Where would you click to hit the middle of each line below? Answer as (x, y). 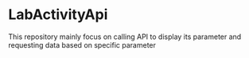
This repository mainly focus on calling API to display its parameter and (125, 37)
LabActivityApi (58, 15)
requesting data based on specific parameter (82, 44)
